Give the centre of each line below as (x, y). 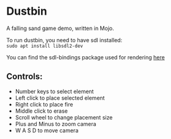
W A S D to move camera (47, 130)
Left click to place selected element (60, 98)
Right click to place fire (44, 104)
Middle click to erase (42, 111)
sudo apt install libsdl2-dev (45, 46)
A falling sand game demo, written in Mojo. (60, 28)
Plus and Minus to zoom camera (56, 124)
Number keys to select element (54, 91)
